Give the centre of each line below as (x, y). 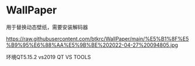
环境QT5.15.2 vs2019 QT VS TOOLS (48, 57)
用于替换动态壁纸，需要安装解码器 (47, 27)
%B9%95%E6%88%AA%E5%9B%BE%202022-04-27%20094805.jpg (92, 45)
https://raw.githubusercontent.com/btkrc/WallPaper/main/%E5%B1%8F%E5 (97, 39)
